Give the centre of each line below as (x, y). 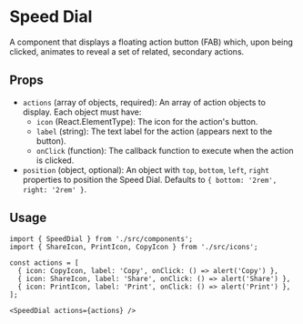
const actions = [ (44, 263)
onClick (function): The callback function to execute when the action (165, 150)
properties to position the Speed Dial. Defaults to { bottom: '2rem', (150, 179)
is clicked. (55, 160)
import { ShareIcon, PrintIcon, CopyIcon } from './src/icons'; (134, 247)
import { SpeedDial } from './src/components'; (101, 238)
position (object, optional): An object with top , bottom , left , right (146, 169)
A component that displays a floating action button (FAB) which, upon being (151, 42)
